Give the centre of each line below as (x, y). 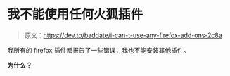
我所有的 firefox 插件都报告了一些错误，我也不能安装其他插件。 (98, 50)
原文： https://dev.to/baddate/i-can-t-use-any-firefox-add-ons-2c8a (123, 35)
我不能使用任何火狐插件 (75, 14)
